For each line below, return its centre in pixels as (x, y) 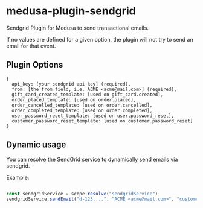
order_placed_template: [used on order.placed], (74, 100)
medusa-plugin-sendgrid (71, 11)
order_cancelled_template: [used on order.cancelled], (82, 105)
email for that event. (31, 46)
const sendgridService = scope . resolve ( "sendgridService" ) (82, 194)
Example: (18, 177)
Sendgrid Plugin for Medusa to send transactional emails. (78, 28)
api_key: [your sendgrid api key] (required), (71, 84)
